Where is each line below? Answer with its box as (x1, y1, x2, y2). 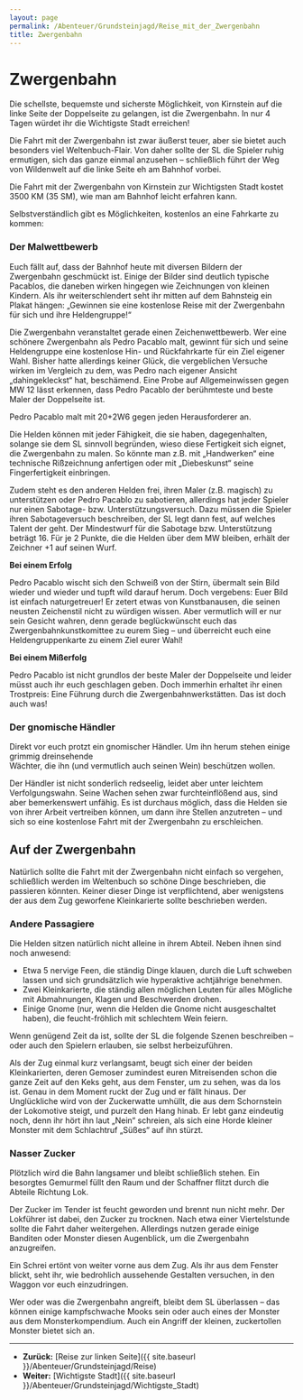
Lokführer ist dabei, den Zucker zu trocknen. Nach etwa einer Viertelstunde (9, 1214, 290, 1225)
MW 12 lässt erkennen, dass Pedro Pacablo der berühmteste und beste (9, 384, 273, 395)
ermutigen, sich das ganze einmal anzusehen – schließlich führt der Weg (9, 154, 280, 165)
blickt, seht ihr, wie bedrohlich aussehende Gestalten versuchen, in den (9, 1269, 275, 1281)
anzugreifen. (9, 1242, 57, 1254)
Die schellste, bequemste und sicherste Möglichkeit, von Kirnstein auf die (9, 98, 282, 109)
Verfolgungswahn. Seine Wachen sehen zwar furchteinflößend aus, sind (9, 787, 278, 798)
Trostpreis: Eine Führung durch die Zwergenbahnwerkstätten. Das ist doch (9, 688, 287, 699)
